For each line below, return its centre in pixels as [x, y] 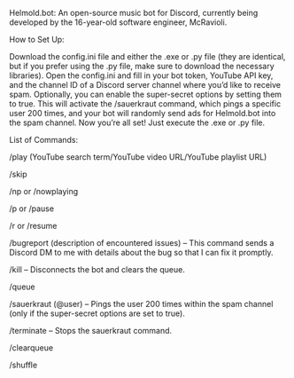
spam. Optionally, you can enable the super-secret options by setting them [145, 94]
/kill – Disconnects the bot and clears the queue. [97, 269]
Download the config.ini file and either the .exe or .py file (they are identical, [147, 56]
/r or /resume [33, 226]
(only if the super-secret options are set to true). [97, 313]
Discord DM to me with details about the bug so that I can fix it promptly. [141, 252]
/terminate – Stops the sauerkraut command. [91, 331]
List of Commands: [44, 140]
